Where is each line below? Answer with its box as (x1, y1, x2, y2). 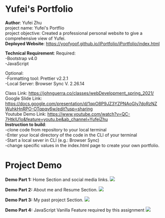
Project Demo (5, 160, 62, 171)
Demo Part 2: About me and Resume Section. (5, 187, 98, 192)
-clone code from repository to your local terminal (5, 126, 107, 132)
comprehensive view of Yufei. (5, 35, 66, 41)
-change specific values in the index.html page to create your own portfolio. (5, 142, 160, 148)
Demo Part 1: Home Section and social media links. (5, 176, 109, 183)
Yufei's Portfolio (5, 3, 73, 15)
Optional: (5, 70, 24, 76)
